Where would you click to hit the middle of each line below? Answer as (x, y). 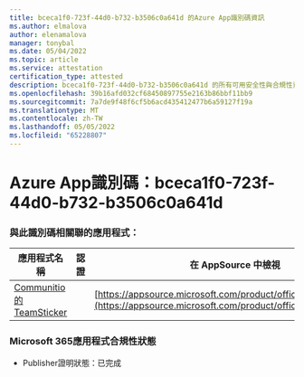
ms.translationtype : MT (54, 110)
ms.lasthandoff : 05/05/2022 (62, 127)
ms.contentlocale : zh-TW (56, 118)
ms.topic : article (44, 60)
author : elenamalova (48, 34)
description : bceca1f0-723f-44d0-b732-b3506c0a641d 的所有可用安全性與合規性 (151, 85)
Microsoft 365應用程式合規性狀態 (83, 342)
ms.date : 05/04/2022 (48, 52)
